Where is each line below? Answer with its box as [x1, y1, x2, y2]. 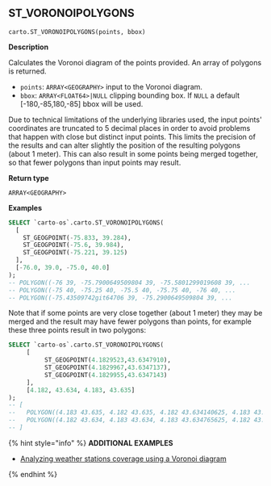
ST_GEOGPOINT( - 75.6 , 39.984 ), [23, 241, 125, 249]
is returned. [8, 66, 47, 76]
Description [8, 42, 49, 52]
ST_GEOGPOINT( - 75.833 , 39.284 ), [23, 233, 131, 241]
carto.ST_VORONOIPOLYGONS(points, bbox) [8, 27, 147, 36]
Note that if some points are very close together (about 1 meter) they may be [8, 308, 263, 318]
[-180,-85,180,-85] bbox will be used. [19, 98, 144, 108]
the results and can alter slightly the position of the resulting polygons [8, 140, 240, 150]
